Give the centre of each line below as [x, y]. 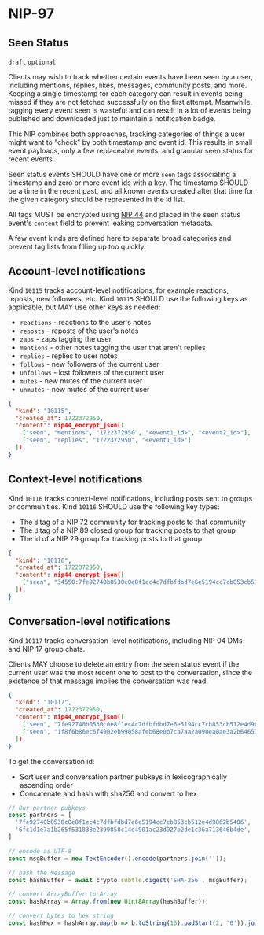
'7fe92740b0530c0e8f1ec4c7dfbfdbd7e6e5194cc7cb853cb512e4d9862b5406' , [133, 822]
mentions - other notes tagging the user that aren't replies [112, 347]
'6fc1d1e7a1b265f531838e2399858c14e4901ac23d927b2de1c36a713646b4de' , [133, 830]
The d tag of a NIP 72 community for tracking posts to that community [132, 522]
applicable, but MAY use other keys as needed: [84, 307]
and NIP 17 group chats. [47, 649]
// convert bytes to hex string [61, 916]
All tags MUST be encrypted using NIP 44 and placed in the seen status [125, 214]
